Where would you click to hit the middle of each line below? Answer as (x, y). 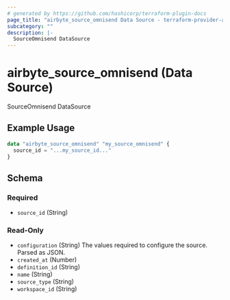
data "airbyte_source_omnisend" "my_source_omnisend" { (88, 144)
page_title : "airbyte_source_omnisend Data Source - (84, 20)
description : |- (30, 33)
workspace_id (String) (47, 289)
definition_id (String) (49, 267)
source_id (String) (42, 213)
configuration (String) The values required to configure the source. (112, 245)
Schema (25, 178)
